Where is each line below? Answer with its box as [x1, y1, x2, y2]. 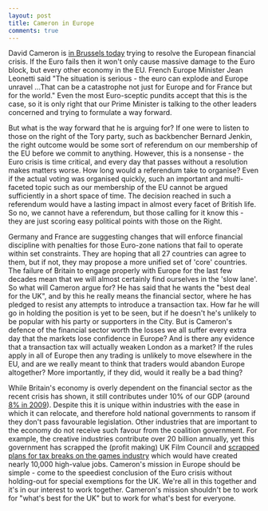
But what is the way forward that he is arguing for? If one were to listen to [8, 123, 250, 133]
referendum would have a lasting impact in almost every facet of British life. [8, 200, 257, 209]
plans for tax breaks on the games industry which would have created [8, 451, 238, 461]
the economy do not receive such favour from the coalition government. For [8, 426, 258, 435]
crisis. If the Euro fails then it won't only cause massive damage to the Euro [8, 57, 255, 66]
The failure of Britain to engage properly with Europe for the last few [8, 266, 233, 275]
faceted [8, 183, 34, 192]
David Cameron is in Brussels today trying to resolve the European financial [8, 49, 256, 58]
